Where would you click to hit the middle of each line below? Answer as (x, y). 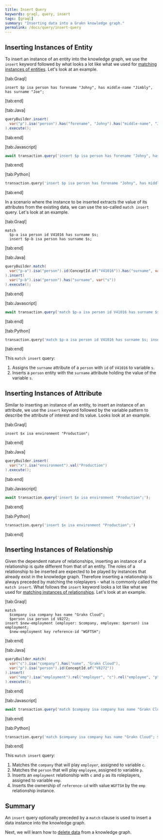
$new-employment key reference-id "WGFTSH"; (55, 632)
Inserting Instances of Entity (49, 47)
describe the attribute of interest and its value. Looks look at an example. (78, 415)
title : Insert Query (26, 9)
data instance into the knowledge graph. (45, 823)
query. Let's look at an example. (37, 212)
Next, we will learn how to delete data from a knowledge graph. (68, 832)
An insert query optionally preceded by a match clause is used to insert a (78, 818)
